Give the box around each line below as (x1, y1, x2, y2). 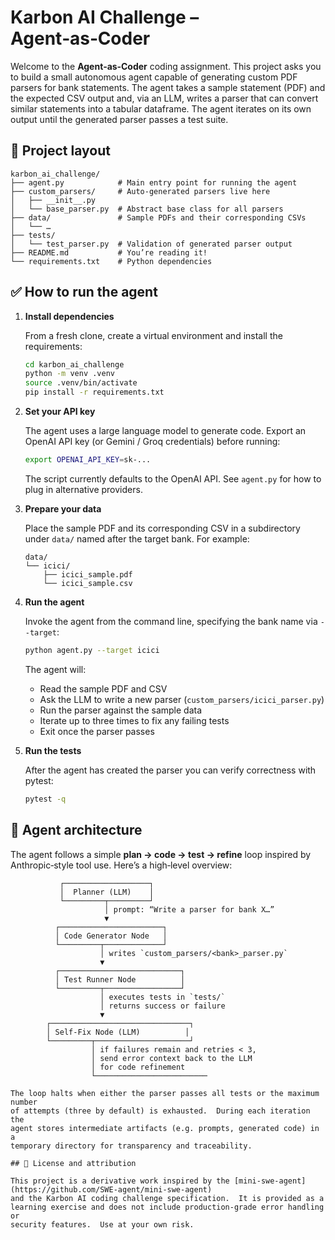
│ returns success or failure (99, 1001, 226, 1011)
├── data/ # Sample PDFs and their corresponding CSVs (10, 212, 307, 223)
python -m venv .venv (24, 369, 115, 379)
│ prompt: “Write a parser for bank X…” (104, 904, 275, 915)
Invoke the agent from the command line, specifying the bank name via (24, 615, 318, 627)
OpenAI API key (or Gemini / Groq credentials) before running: (24, 436, 281, 448)
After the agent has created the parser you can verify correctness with (24, 764, 317, 776)
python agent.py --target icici (24, 645, 160, 655)
